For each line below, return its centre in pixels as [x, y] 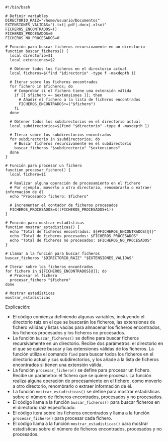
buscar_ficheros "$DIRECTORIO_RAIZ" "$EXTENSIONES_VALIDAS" [70, 258]
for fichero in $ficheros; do [41, 86]
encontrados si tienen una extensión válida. [58, 365]
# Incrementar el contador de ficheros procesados [64, 205]
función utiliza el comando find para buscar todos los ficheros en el [83, 354]
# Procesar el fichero [33, 276]
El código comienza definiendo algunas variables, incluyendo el [78, 317]
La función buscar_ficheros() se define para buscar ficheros [76, 338]
